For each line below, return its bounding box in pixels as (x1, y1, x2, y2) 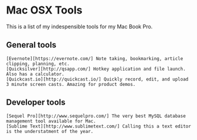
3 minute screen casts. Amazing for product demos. (6, 81, 136, 87)
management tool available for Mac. (6, 118, 96, 124)
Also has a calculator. (6, 71, 65, 77)
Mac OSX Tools (6, 4, 83, 17)
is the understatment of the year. (6, 128, 94, 134)
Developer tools (6, 98, 66, 108)
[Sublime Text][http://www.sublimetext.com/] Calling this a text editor (6, 123, 192, 129)
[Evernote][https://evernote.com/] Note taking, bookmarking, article (6, 55, 183, 62)
